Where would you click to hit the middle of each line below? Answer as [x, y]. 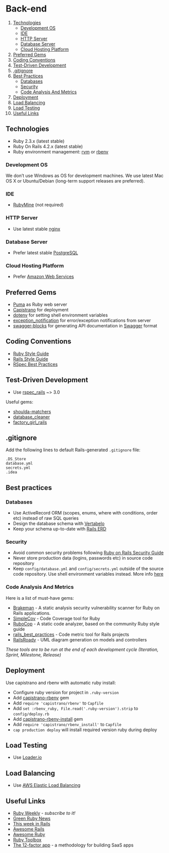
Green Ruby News [32, 818]
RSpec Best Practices [35, 364]
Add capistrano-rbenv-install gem [48, 719]
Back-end [26, 9]
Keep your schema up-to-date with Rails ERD [60, 529]
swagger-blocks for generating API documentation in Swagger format [85, 326]
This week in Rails [32, 824]
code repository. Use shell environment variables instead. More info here [88, 574]
